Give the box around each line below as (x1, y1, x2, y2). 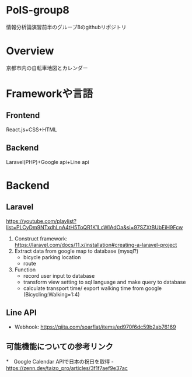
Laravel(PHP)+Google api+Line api (6, 158, 89, 165)
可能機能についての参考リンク (6, 341, 114, 351)
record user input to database (23, 272, 95, 279)
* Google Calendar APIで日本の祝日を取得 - (6, 358, 114, 365)
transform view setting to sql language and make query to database (23, 278, 186, 285)
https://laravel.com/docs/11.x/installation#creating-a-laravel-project (14, 241, 177, 248)
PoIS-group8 (6, 4, 70, 17)
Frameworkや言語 (6, 87, 93, 100)
